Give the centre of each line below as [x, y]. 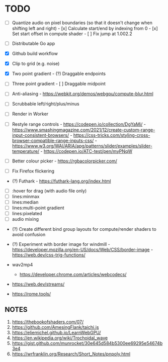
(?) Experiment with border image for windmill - [61, 244]
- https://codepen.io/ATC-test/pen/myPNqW [87, 151]
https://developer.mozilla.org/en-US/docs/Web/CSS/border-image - [82, 250]
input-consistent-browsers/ [40, 135]
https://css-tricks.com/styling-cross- [112, 135]
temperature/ [26, 151]
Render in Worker [30, 114]
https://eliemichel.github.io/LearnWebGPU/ [56, 332]
